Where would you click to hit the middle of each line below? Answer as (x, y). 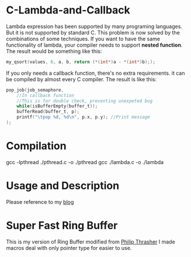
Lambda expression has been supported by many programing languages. (94, 26)
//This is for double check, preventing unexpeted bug (85, 101)
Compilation (36, 146)
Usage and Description (63, 186)
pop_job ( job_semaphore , (35, 90)
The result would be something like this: (54, 51)
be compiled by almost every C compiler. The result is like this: (81, 79)
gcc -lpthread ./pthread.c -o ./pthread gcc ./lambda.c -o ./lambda (85, 162)
